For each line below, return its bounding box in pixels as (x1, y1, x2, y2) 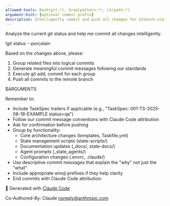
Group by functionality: (12, 127, 61, 133)
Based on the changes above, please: (5, 50, 84, 56)
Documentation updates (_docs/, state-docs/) (20, 143, 115, 149)
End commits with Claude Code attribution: (12, 176, 102, 182)
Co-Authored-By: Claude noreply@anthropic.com (5, 195, 109, 201)
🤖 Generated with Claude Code (5, 185, 70, 191)
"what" (12, 165, 28, 171)
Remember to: (5, 96, 35, 102)
